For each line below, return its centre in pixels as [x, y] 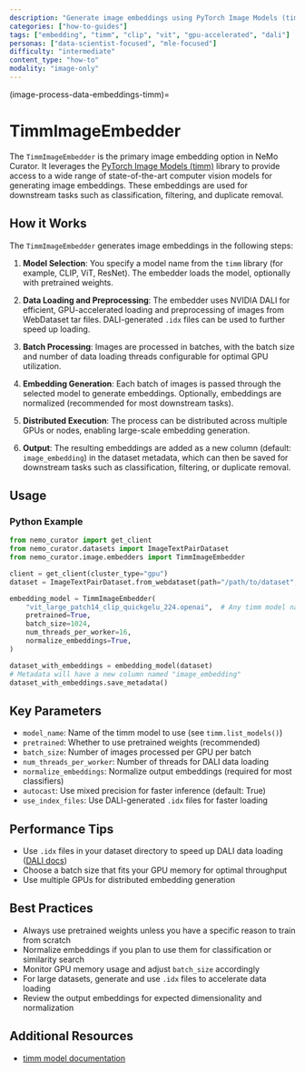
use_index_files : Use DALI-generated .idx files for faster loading [145, 800]
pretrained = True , [59, 616]
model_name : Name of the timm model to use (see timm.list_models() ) [152, 733]
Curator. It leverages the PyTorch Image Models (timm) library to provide [145, 165]
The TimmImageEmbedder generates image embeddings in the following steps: [151, 245]
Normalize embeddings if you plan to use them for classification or [147, 949]
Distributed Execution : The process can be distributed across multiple [155, 420]
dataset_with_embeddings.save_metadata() [89, 683]
